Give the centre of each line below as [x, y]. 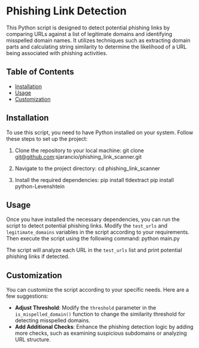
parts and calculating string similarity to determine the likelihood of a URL [97, 47]
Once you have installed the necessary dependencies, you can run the [93, 219]
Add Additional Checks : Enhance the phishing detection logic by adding [104, 327]
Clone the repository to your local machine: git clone [79, 150]
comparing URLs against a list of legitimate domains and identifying [89, 34]
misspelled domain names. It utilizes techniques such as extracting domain [98, 40]
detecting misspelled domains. [53, 320]
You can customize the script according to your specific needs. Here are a [98, 290]
